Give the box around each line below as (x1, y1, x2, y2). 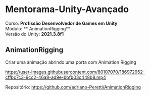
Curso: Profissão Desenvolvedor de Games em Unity (5, 20, 118, 26)
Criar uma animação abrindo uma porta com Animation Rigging (5, 59, 136, 65)
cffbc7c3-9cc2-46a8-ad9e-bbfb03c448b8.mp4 (5, 74, 106, 80)
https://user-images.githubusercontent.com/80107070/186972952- (5, 69, 145, 75)
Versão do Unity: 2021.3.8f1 (5, 31, 64, 37)
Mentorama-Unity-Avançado (5, 4, 129, 15)
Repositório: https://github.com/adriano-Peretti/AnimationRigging (5, 84, 141, 90)
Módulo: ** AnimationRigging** (5, 25, 71, 31)
